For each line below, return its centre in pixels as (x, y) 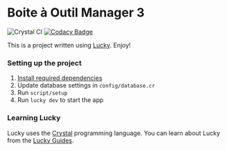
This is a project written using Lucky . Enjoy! (69, 45)
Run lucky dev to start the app (60, 100)
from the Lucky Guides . (40, 140)
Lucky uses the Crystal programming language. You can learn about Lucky (113, 133)
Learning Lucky (34, 118)
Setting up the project (44, 63)
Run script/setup (42, 93)
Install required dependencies (60, 78)
